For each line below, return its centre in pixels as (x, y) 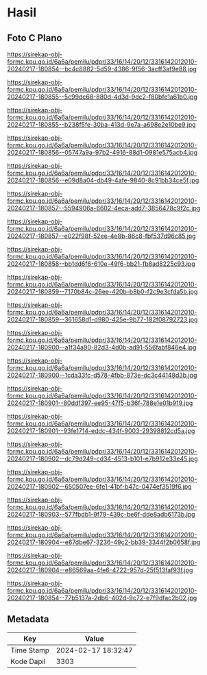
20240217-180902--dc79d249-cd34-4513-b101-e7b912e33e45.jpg (102, 458)
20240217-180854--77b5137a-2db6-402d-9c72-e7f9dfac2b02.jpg (102, 598)
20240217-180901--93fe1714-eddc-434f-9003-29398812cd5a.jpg (101, 431)
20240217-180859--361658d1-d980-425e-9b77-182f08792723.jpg (102, 319)
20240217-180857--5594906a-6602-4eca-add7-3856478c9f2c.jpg (104, 208)
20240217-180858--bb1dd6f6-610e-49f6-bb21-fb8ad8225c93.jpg (101, 264)
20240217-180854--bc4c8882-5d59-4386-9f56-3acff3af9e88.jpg (102, 69)
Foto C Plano (35, 38)
